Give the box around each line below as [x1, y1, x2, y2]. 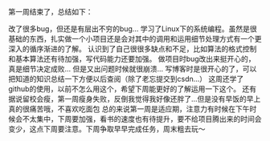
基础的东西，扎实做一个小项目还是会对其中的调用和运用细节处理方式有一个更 [8, 34, 262, 43]
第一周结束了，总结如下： [8, 7, 93, 16]
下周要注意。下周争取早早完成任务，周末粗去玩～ [43, 124, 206, 134]
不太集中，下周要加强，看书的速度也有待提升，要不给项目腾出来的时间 [22, 115, 255, 123]
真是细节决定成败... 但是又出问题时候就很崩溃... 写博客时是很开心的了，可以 [8, 64, 257, 74]
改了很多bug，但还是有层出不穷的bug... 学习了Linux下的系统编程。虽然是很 [8, 24, 257, 34]
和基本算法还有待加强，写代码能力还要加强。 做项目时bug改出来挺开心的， [8, 54, 256, 63]
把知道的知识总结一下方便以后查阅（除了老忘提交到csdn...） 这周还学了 [8, 75, 244, 83]
